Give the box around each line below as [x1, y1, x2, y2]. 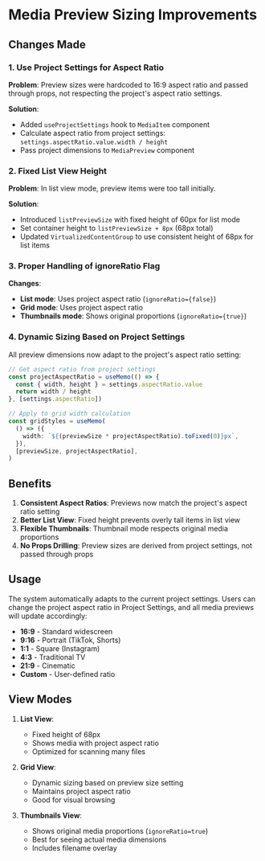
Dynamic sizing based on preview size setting [31, 777, 184, 787]
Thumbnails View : [19, 810, 83, 820]
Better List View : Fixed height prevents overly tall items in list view [19, 515, 241, 525]
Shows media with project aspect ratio [31, 738, 159, 748]
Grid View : [19, 762, 56, 772]
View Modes [8, 693, 72, 707]
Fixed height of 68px [31, 729, 101, 739]
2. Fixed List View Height [8, 165, 107, 176]
